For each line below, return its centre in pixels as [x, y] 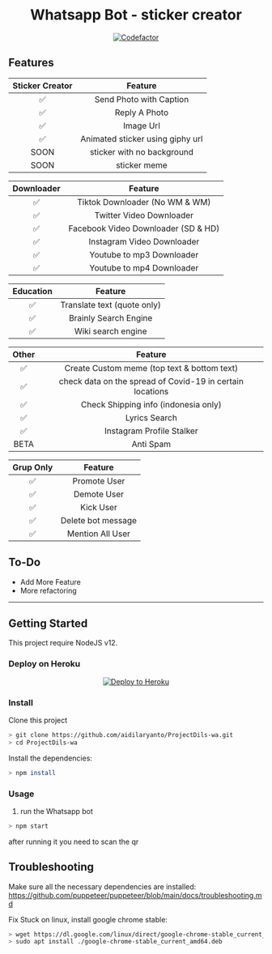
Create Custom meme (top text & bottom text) [151, 368]
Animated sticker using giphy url [142, 138]
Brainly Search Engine [110, 317]
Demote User [98, 494]
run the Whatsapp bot [56, 811]
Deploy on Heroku [45, 664]
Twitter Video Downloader [144, 215]
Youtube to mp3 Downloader [144, 254]
